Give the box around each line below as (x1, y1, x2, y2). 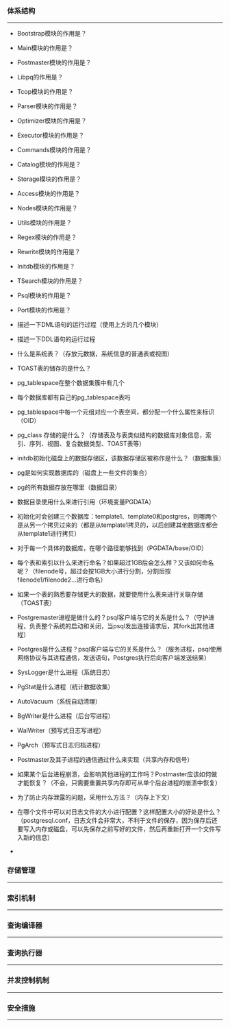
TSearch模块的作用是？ (16, 277, 84, 285)
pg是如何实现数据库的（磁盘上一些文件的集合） (16, 469, 151, 477)
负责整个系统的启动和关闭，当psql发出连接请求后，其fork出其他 (29, 622, 209, 630)
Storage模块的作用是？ (16, 175, 82, 183)
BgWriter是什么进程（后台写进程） (16, 712, 114, 720)
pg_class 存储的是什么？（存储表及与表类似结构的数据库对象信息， (16, 431, 206, 439)
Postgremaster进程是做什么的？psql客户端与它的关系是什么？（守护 (16, 613, 209, 621)
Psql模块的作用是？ (16, 291, 72, 299)
